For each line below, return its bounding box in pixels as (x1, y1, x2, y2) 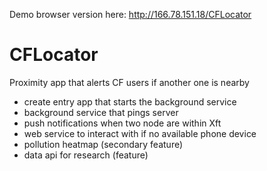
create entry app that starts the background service (23, 95, 237, 108)
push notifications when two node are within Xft (23, 117, 222, 129)
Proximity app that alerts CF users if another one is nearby (9, 76, 250, 88)
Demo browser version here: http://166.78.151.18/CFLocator (9, 9, 252, 20)
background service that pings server (23, 106, 179, 118)
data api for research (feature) (23, 149, 149, 161)
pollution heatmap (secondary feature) (23, 138, 184, 150)
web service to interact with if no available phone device (23, 127, 257, 139)
